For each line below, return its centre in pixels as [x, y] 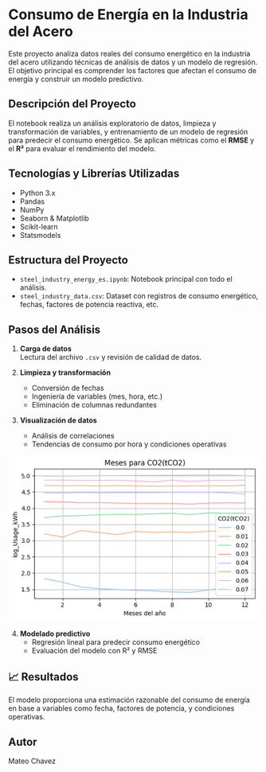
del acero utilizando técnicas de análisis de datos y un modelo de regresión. [133, 62]
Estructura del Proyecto [68, 260]
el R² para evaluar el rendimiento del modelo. [82, 148]
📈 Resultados [43, 677]
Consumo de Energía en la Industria [128, 15]
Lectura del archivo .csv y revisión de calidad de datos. [111, 357]
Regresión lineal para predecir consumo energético [116, 642]
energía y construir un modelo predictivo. [76, 79]
